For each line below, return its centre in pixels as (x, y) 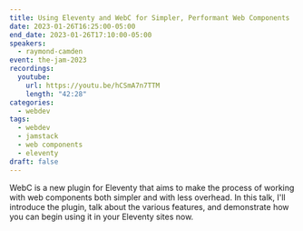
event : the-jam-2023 (49, 60)
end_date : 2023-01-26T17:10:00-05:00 (81, 35)
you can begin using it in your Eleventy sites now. (102, 216)
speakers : (28, 43)
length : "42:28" (57, 94)
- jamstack (38, 136)
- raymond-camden (50, 52)
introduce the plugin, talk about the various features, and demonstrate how (149, 206)
